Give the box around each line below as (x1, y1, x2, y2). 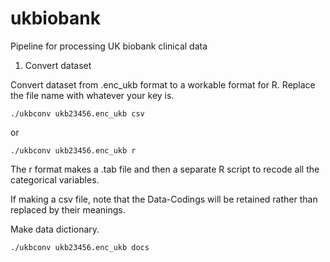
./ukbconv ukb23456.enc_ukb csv (10, 108, 145, 119)
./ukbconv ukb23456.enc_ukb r (10, 145, 137, 156)
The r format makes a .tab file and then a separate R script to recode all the (10, 163, 320, 175)
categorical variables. (10, 173, 100, 186)
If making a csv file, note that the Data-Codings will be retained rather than (10, 193, 318, 205)
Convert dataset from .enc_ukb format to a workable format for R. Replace (10, 78, 316, 91)
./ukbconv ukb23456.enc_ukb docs (10, 242, 150, 252)
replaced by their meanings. (10, 203, 126, 216)
